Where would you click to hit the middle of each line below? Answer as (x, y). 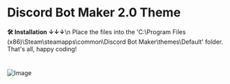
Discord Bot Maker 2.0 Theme (94, 13)
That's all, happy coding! (42, 48)
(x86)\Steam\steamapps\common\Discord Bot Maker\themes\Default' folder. (115, 42)
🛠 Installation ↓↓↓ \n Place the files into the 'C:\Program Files (96, 31)
